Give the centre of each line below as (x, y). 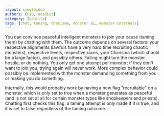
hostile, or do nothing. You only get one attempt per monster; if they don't (79, 63)
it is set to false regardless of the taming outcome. (56, 109)
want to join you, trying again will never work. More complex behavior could (82, 68)
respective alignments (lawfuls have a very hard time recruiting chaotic (77, 47)
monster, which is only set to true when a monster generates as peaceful (79, 93)
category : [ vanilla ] (26, 19)
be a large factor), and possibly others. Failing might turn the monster (75, 58)
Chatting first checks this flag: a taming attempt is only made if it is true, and (82, 103)
